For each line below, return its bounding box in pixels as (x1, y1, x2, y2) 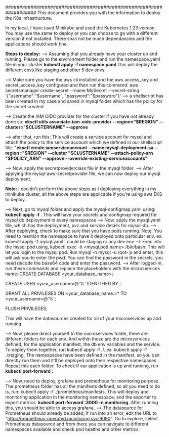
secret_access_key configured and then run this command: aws (5, 82, 138, 88)
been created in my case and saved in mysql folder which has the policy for (5, 98, 163, 104)
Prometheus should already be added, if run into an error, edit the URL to (5, 410, 157, 416)
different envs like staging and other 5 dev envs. (5, 67, 106, 73)
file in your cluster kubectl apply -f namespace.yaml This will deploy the (5, 62, 158, 67)
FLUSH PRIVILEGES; (5, 305, 48, 312)
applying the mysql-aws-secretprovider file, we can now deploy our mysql (5, 170, 160, 177)
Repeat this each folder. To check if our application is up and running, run (5, 363, 158, 369)
